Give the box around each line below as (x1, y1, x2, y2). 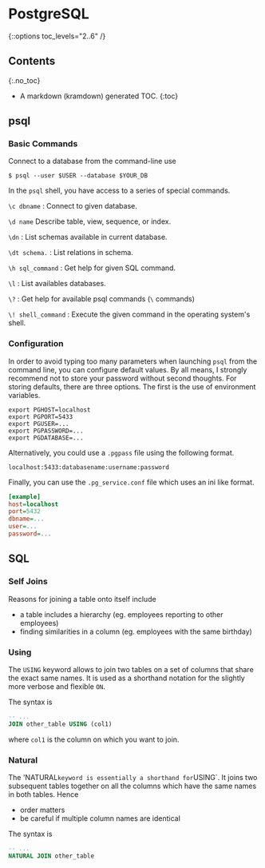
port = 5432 (8, 508, 42, 516)
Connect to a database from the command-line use (8, 157, 177, 166)
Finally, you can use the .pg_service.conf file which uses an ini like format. (8, 477, 255, 487)
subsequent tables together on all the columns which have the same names (8, 781, 257, 791)
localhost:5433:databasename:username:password (8, 463, 170, 472)
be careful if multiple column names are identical (19, 814, 181, 823)
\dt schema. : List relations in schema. (8, 248, 133, 257)
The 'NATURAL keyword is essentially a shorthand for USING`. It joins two (8, 773, 258, 782)
